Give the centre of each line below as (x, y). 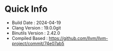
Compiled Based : (29, 38)
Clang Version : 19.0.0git (36, 27)
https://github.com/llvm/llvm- (78, 38)
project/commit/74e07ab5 (38, 43)
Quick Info (26, 9)
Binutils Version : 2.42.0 (36, 33)
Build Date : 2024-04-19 (36, 23)
